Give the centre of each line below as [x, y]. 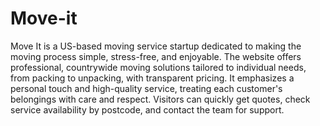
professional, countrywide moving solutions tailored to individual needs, [158, 67]
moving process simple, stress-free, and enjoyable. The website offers [156, 56]
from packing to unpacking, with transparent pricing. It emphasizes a [152, 78]
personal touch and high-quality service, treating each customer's [146, 88]
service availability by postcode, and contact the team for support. [147, 109]
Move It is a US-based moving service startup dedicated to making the [156, 46]
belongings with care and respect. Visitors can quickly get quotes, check [160, 99]
